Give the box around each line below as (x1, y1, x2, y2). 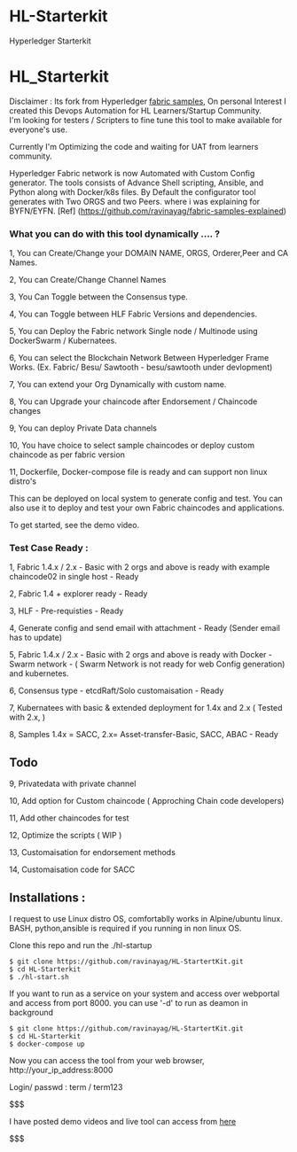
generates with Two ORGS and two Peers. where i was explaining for (9, 196, 261, 206)
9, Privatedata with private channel (9, 778, 137, 790)
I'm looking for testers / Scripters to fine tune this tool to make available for (9, 114, 283, 125)
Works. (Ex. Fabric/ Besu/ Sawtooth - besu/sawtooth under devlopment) (9, 362, 273, 373)
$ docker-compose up (9, 1039, 86, 1049)
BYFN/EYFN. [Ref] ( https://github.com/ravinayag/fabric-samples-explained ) (9, 206, 286, 216)
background (9, 1008, 54, 1018)
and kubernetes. (9, 668, 69, 679)
